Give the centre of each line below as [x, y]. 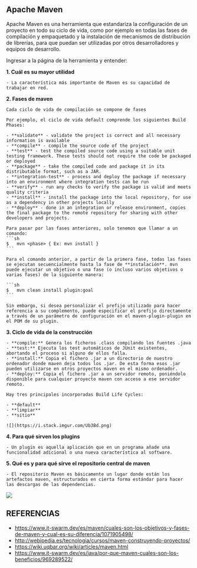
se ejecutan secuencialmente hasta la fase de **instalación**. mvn [92, 264]
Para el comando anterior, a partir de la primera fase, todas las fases [99, 259]
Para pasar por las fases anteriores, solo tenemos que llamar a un [92, 228]
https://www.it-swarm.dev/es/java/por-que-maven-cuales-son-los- [96, 553]
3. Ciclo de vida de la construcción [49, 332]
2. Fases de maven [29, 99]
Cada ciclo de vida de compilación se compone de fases [76, 109]
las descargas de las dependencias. [51, 484]
